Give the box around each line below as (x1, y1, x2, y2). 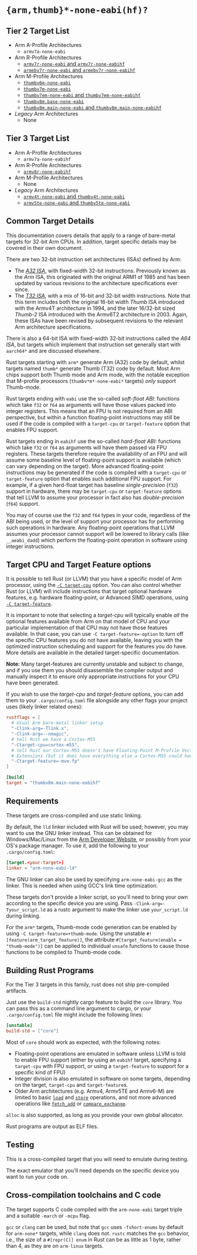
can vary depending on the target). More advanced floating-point (6, 462, 164, 469)
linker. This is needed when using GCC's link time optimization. (6, 882, 158, 889)
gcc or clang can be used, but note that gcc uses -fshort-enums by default (6, 1223, 184, 1230)
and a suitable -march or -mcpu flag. (6, 1212, 91, 1219)
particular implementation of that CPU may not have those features (6, 624, 168, 631)
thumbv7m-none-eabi (23, 86, 72, 92)
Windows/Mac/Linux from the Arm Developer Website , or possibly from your (6, 836, 191, 843)
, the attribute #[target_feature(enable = (81, 936, 182, 943)
